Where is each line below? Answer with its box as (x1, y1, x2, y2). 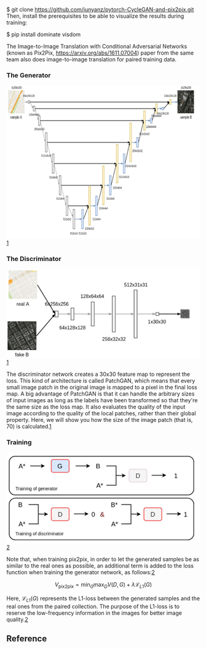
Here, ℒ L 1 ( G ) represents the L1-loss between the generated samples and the (6, 595, 200, 603)
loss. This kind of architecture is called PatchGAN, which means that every (6, 377, 196, 385)
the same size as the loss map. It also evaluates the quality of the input (6, 403, 186, 411)
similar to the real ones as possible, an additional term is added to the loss (6, 562, 194, 569)
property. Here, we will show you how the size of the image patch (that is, (6, 416, 193, 424)
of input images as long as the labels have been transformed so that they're (6, 397, 198, 404)
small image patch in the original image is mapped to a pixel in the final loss (6, 384, 198, 391)
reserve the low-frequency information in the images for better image (6, 609, 183, 617)
